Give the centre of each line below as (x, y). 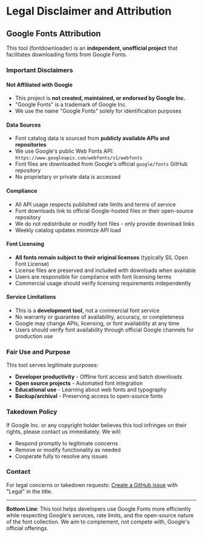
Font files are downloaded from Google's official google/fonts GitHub (101, 164)
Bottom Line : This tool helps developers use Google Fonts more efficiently (99, 509)
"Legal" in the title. (29, 491)
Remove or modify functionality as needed (68, 450)
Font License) (32, 264)
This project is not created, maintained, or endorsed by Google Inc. (100, 98)
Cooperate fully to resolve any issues (61, 456)
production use (34, 336)
